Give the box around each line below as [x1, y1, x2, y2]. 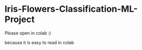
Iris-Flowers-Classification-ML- [4, 3, 138, 15]
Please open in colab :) [4, 30, 51, 36]
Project [4, 14, 35, 25]
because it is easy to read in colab [4, 39, 74, 45]
